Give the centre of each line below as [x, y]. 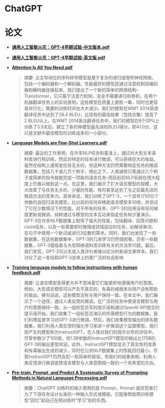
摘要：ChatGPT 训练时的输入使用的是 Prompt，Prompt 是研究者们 [91, 388]
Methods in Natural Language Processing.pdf [59, 378]
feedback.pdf [26, 273]
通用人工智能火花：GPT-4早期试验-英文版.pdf [58, 58]
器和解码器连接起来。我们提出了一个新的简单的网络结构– [81, 90]
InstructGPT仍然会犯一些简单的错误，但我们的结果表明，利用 [90, 357]
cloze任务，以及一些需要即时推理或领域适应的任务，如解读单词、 [90, 227]
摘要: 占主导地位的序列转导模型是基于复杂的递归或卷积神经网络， [90, 78]
